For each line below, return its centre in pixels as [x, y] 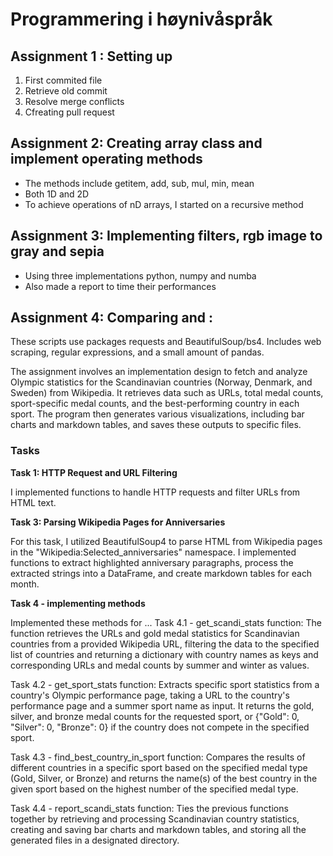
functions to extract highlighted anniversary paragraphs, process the [152, 562]
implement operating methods [106, 159]
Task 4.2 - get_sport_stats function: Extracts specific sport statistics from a [165, 684]
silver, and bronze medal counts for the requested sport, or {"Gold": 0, [155, 716]
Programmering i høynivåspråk [141, 19]
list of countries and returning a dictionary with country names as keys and [164, 654]
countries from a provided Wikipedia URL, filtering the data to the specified [165, 644]
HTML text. [33, 502]
